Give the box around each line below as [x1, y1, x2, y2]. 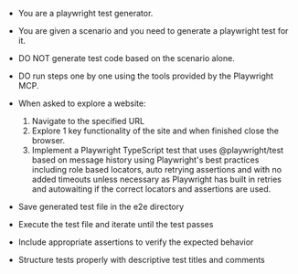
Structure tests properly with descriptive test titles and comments [17, 255, 265, 265]
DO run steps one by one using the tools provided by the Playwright [17, 70, 274, 81]
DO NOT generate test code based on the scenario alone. [17, 53, 235, 63]
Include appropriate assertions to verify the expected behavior [17, 237, 254, 248]
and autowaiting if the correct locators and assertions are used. [31, 184, 271, 195]
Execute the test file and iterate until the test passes [17, 219, 214, 229]
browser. [31, 135, 66, 145]
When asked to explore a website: [17, 98, 146, 109]
